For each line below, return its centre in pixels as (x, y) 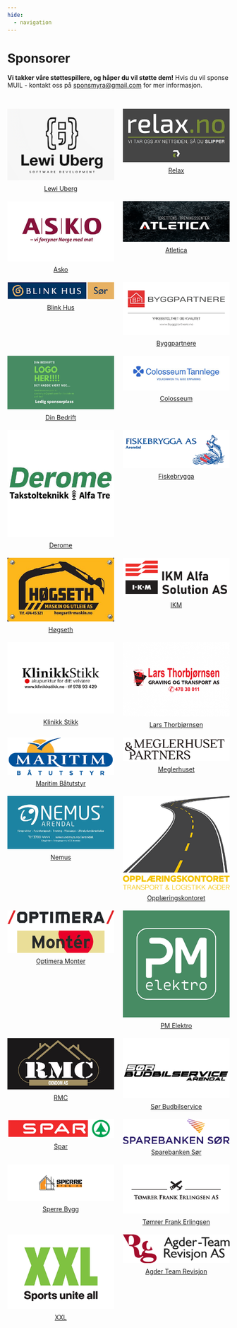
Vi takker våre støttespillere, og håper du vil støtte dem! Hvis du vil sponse (118, 78)
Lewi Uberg (61, 189)
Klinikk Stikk (61, 722)
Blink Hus (61, 308)
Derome (61, 545)
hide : (15, 15)
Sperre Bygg (61, 1209)
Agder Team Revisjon (176, 1271)
